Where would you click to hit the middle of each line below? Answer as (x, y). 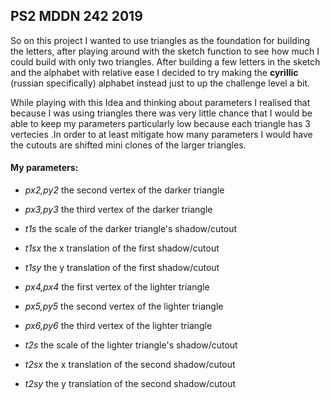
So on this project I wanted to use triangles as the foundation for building (160, 40)
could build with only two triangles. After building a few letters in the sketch (165, 61)
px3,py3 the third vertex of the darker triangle (118, 210)
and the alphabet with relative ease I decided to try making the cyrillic (154, 72)
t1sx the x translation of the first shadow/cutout (122, 248)
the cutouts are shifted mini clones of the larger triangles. (128, 145)
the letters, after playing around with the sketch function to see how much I (165, 51)
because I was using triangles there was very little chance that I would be (161, 113)
